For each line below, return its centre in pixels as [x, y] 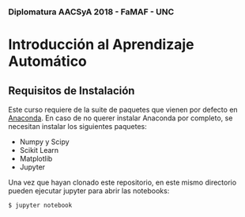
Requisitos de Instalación [72, 91]
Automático [47, 61]
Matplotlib [36, 158]
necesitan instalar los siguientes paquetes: [78, 126]
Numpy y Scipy [44, 142]
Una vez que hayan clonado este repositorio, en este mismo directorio [122, 182]
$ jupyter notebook [40, 205]
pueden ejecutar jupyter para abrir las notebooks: [89, 190]
